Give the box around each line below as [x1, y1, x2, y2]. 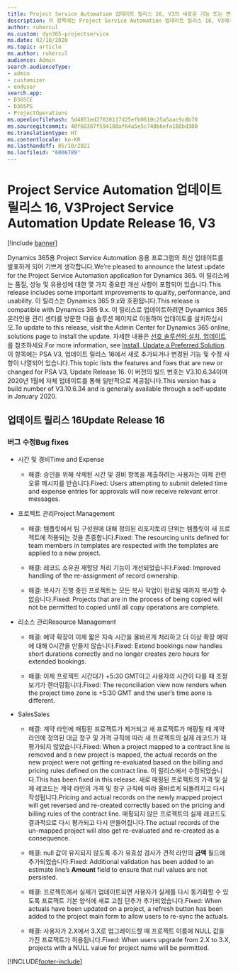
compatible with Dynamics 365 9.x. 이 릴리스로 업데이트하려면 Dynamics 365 [7, 305, 228, 313]
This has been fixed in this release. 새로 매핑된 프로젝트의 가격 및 [35, 775, 221, 784]
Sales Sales [17, 710, 50, 718]
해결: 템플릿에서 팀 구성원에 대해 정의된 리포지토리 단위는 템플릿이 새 [28, 524, 217, 533]
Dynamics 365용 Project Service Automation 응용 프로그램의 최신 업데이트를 [7, 253, 224, 261]
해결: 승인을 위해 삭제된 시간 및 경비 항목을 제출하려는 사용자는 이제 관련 [28, 470, 227, 478]
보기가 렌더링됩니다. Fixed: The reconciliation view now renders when [28, 680, 227, 689]
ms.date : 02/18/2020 [7, 37, 69, 44]
